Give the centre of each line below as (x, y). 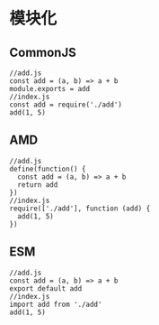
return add (38, 185)
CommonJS (43, 52)
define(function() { (48, 169)
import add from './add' (56, 304)
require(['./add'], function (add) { (80, 209)
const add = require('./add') (66, 105)
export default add (46, 288)
